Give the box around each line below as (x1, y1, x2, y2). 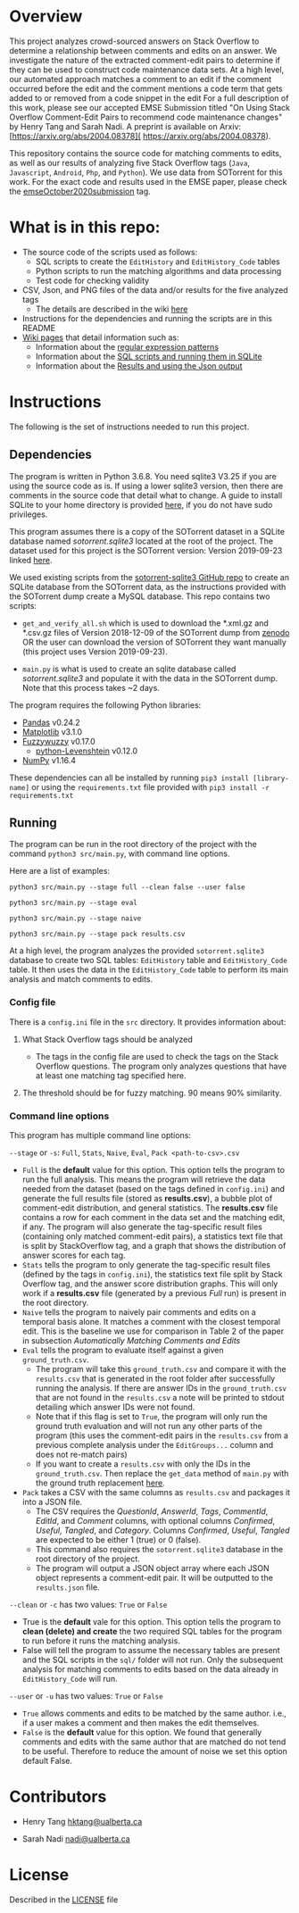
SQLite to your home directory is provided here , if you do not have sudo (9, 499, 273, 510)
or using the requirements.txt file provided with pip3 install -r (30, 781, 270, 792)
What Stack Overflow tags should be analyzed (21, 1034, 194, 1044)
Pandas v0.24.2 (21, 717, 80, 728)
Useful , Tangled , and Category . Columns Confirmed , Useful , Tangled (35, 1525, 290, 1536)
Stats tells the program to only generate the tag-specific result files (21, 1260, 270, 1270)
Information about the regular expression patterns (35, 341, 220, 352)
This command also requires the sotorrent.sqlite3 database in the (35, 1544, 284, 1555)
